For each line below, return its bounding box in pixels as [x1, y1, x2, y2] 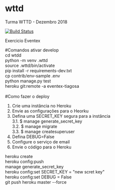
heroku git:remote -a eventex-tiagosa [5, 83, 80, 89]
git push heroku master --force [5, 179, 67, 185]
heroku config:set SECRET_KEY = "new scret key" [5, 169, 105, 174]
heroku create [5, 153, 33, 159]
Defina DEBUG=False [12, 134, 55, 140]
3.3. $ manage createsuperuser [12, 128, 75, 134]
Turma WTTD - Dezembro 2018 [5, 19, 68, 25]
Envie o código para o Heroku [12, 144, 72, 150]
